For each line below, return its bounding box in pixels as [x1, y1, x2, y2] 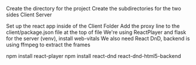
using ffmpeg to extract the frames [6, 41, 91, 48]
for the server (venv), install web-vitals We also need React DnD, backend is [6, 35, 190, 42]
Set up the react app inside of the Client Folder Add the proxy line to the [6, 23, 180, 29]
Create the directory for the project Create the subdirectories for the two [6, 5, 181, 12]
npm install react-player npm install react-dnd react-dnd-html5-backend [6, 53, 181, 59]
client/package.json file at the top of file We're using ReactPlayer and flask [6, 29, 187, 36]
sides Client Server [6, 11, 52, 18]
